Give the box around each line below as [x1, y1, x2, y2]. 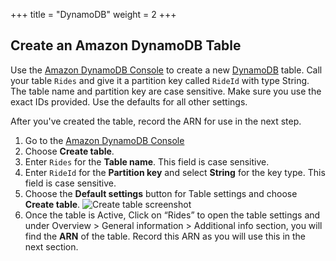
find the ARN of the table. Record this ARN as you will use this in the [24, 230, 307, 242]
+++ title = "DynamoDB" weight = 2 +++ [10, 9, 177, 20]
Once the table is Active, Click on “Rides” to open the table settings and [24, 209, 321, 221]
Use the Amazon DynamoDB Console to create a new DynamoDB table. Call [10, 64, 323, 76]
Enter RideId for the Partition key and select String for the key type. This [24, 166, 326, 178]
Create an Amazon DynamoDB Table [10, 37, 242, 54]
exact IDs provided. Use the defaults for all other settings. [10, 95, 248, 108]
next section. [24, 240, 79, 253]
